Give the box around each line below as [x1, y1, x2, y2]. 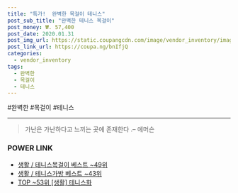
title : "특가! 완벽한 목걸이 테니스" [7, 10, 106, 18]
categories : [7, 50, 42, 57]
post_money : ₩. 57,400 [7, 23, 74, 31]
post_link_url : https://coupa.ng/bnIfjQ [7, 43, 129, 50]
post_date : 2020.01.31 [7, 30, 74, 38]
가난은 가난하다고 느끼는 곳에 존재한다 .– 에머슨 [24, 125, 155, 133]
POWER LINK [7, 143, 53, 153]
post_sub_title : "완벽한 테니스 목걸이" [7, 17, 115, 24]
